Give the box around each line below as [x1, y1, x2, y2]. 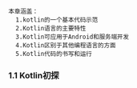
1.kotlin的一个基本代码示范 [15, 16, 99, 24]
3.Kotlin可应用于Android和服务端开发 [15, 33, 130, 41]
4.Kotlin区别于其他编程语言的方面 [15, 42, 116, 50]
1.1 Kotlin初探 [8, 70, 59, 81]
